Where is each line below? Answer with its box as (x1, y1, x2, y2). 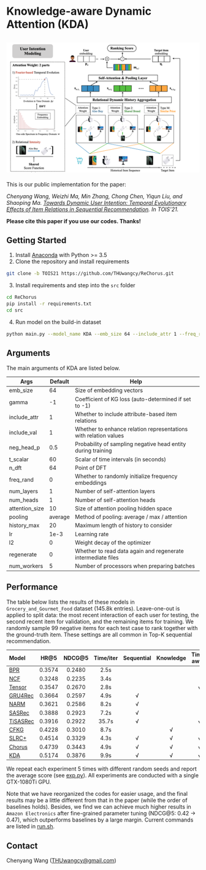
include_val (9, 428, 37, 436)
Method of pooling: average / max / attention (75, 514, 188, 521)
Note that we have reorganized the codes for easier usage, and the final (6, 790, 188, 798)
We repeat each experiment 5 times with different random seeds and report (6, 765, 197, 772)
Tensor (9, 683, 27, 691)
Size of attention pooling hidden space (75, 504, 172, 512)
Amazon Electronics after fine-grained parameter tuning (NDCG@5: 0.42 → (6, 810, 196, 817)
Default (50, 378, 69, 385)
